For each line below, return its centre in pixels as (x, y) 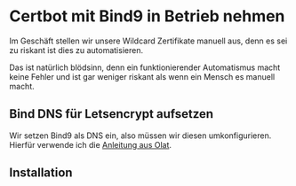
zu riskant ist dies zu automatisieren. (76, 50)
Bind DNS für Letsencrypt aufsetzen (112, 114)
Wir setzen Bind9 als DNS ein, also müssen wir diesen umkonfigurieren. (140, 136)
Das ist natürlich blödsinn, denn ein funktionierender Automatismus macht (145, 67)
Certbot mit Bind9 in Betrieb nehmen (147, 16)
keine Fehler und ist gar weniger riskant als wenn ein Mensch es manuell (142, 76)
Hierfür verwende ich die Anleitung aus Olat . (90, 144)
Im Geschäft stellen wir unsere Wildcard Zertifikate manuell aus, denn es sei (148, 41)
